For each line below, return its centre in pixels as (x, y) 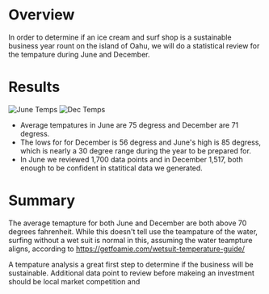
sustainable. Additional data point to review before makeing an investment (131, 273)
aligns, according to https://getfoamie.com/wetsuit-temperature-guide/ (126, 249)
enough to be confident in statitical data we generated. (111, 168)
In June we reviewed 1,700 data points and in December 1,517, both (132, 159)
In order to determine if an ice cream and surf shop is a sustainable (120, 37)
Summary (42, 201)
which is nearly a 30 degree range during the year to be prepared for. (136, 150)
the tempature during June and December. (79, 54)
